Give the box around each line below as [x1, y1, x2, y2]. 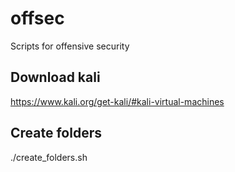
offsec [10, 7, 65, 30]
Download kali [10, 69, 101, 86]
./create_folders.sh [10, 151, 88, 163]
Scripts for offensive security [10, 40, 130, 52]
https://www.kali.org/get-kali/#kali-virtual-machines [10, 95, 225, 107]
